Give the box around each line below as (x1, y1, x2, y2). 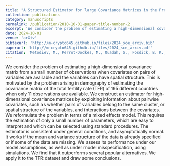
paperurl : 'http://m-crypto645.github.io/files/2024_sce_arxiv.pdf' (5, 45, 153, 50)
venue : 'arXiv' (5, 36, 37, 41)
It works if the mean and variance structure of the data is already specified (5, 134, 161, 140)
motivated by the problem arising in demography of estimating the (5, 79, 143, 86)
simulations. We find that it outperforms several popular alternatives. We (5, 150, 156, 156)
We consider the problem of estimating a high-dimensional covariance (5, 64, 152, 70)
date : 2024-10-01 (5, 31, 42, 36)
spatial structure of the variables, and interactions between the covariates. (5, 107, 160, 113)
